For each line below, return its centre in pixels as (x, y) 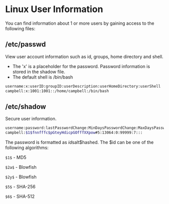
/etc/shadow (26, 107)
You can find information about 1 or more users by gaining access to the (80, 23)
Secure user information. (31, 119)
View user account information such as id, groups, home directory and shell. (84, 56)
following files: (20, 28)
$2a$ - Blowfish (21, 167)
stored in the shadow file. (39, 72)
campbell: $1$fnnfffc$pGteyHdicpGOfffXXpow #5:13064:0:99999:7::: (74, 133)
